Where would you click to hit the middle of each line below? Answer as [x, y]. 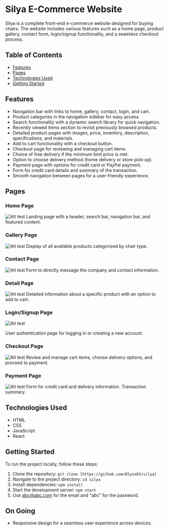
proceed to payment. [27, 362]
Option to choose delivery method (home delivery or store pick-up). [82, 159]
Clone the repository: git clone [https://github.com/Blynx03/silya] [84, 474]
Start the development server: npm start [54, 490]
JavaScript [24, 430]
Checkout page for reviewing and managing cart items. [69, 149]
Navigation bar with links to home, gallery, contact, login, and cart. [81, 111]
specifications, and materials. [43, 138]
